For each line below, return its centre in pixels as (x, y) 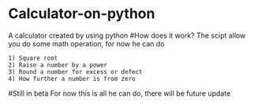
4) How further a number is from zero (72, 79)
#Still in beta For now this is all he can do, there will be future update (120, 93)
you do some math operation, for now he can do (86, 43)
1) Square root (33, 58)
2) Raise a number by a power (58, 65)
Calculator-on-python (82, 14)
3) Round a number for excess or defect (76, 71)
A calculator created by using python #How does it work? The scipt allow (127, 35)
